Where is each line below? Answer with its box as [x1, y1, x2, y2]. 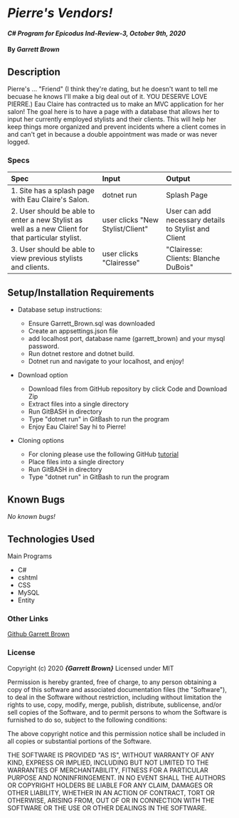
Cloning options [17, 436, 65, 445]
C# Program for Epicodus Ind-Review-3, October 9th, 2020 [7, 28, 186, 37]
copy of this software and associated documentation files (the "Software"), [7, 685, 228, 693]
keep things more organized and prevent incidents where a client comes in [7, 122, 226, 131]
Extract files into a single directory [28, 400, 129, 409]
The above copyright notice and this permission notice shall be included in [7, 729, 225, 738]
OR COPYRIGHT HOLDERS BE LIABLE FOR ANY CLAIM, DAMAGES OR [7, 781, 213, 790]
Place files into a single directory [28, 458, 124, 466]
